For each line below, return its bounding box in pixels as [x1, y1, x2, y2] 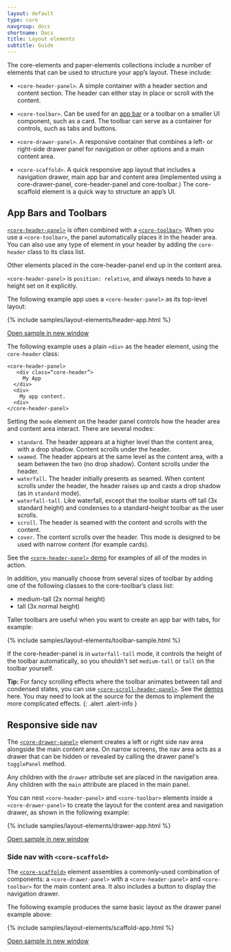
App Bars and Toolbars [7, 207, 107, 219]
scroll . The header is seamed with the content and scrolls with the [16, 518, 208, 527]
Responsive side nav [7, 719, 98, 731]
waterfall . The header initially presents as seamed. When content [16, 474, 205, 483]
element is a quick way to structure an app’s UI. [41, 187, 177, 195]
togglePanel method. [7, 759, 67, 768]
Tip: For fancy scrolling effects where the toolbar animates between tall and [7, 677, 222, 686]
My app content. [19, 393, 67, 400]
